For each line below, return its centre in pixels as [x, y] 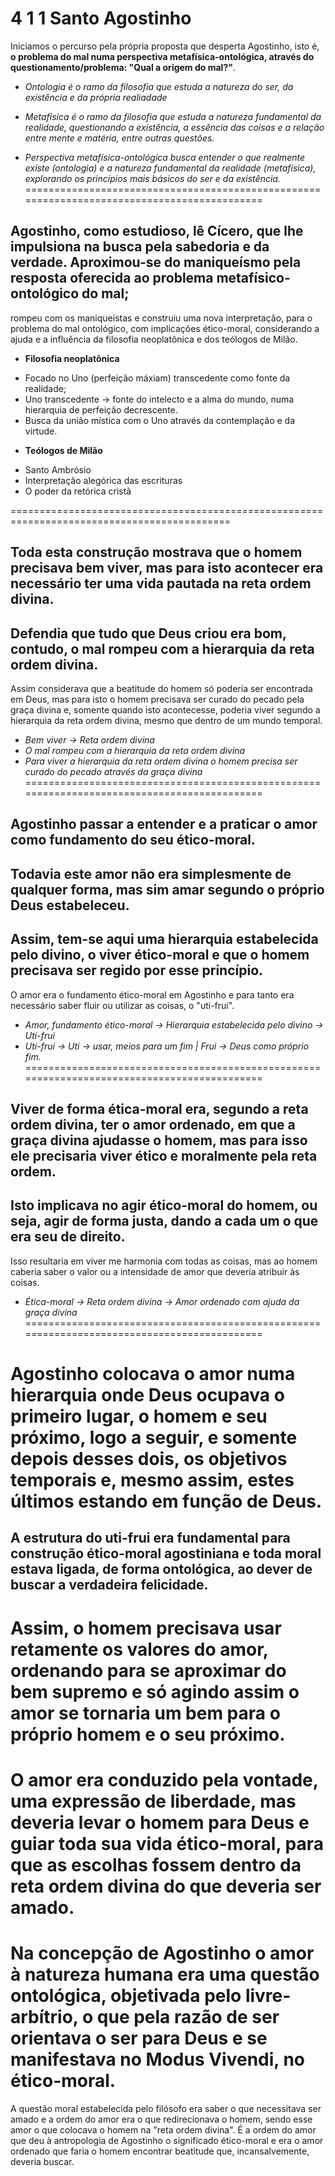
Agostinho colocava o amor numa [153, 1373]
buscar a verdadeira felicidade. [109, 1585]
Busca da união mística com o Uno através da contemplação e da [160, 420]
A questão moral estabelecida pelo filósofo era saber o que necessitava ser [166, 2108]
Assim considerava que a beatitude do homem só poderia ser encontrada [161, 688]
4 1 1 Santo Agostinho [101, 18]
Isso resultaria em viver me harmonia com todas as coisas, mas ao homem [164, 1261]
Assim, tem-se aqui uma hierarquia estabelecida [164, 939]
